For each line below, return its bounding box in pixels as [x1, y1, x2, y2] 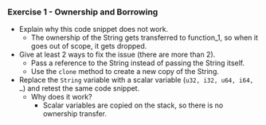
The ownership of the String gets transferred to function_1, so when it [30, 33, 259, 42]
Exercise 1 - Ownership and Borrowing [7, 6, 158, 18]
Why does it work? [30, 92, 92, 102]
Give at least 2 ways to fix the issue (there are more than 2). [18, 50, 216, 60]
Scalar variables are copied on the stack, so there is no [42, 100, 224, 110]
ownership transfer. [42, 109, 107, 119]
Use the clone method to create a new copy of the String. [30, 67, 220, 76]
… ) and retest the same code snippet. [18, 84, 140, 93]
